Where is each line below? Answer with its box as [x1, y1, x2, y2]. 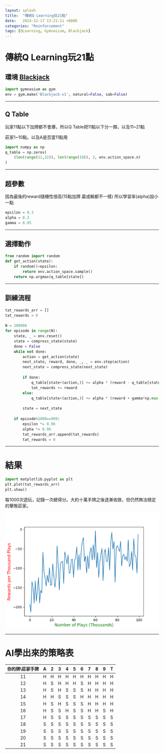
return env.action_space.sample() [22, 269, 93, 274]
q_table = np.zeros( [5, 150, 47, 155]
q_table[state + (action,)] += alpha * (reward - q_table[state [31, 380, 161, 385]
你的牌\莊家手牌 [7, 666, 39, 672]
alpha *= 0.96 [22, 427, 51, 432]
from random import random [5, 254, 60, 259]
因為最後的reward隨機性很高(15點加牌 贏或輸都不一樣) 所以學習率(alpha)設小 [5, 194, 159, 199]
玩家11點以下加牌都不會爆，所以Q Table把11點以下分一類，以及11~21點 [5, 124, 145, 130]
